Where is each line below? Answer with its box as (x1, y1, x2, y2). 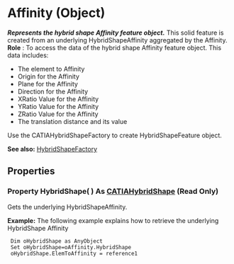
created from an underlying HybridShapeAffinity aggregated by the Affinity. (7, 35, 228, 44)
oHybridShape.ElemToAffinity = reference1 (10, 250, 138, 257)
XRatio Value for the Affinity (17, 94, 99, 103)
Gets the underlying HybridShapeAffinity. (7, 202, 128, 211)
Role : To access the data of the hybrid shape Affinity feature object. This (7, 43, 222, 52)
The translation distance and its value (17, 117, 128, 125)
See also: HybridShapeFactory (7, 144, 98, 153)
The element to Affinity (17, 64, 85, 73)
